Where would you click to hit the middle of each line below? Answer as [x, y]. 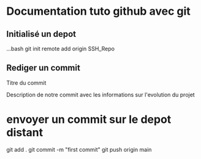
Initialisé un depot [41, 34]
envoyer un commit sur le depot [89, 119]
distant [25, 133]
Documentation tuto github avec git [99, 11]
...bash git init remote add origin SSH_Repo [61, 48]
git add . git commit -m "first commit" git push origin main [79, 149]
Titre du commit [26, 83]
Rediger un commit [44, 68]
